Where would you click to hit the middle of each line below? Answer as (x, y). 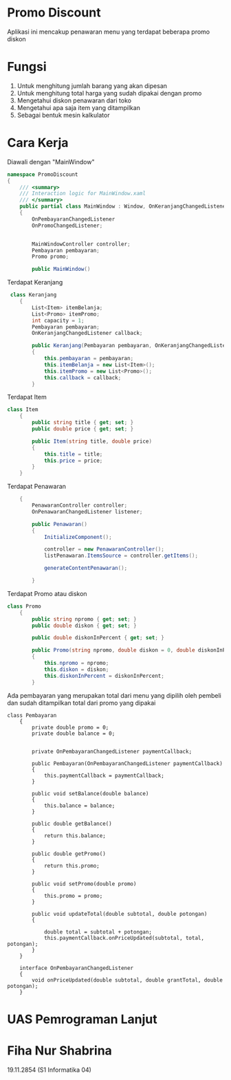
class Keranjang (33, 295)
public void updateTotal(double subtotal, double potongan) (120, 914)
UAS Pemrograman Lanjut (82, 1019)
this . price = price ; (73, 461)
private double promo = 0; (70, 727)
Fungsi (27, 67)
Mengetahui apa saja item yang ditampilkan (79, 107)
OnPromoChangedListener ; (67, 225)
